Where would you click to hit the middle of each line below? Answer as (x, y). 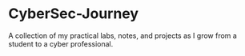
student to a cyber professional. (61, 43)
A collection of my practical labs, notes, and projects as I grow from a (123, 35)
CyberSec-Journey (73, 14)
